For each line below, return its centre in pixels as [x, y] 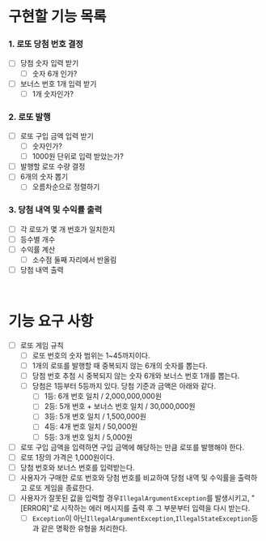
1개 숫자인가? [53, 93]
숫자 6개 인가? [55, 73]
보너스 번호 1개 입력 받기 [58, 84]
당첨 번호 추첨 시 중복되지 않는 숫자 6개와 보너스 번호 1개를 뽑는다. [136, 376]
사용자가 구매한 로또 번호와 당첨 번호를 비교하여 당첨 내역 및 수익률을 [128, 477]
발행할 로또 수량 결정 [53, 166]
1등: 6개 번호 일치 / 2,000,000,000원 [103, 396]
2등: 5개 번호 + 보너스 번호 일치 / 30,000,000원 [120, 406]
